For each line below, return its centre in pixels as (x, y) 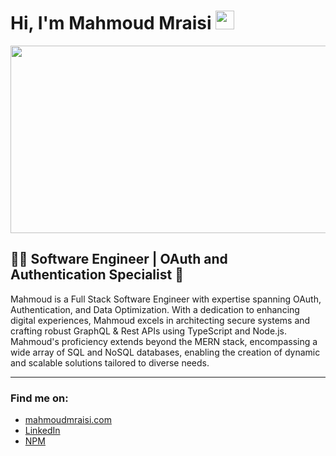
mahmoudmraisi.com (68, 420)
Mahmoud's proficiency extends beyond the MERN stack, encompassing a (164, 341)
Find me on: (39, 398)
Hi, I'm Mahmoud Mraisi (111, 23)
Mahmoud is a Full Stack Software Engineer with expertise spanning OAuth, (166, 299)
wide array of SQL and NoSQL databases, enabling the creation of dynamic (165, 352)
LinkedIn (42, 431)
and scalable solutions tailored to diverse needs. (110, 362)
